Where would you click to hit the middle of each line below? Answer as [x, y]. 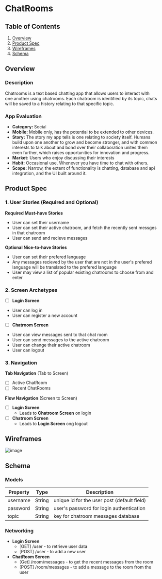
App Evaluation [24, 116]
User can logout [28, 350]
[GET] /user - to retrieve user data [53, 546]
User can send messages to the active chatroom [60, 340]
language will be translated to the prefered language [64, 267]
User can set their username [40, 222]
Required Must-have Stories [34, 213]
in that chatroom [28, 233]
